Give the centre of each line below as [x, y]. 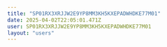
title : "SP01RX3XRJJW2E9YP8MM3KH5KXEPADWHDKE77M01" [84, 13]
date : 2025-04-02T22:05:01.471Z [54, 20]
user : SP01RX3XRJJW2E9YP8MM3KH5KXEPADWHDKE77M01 [79, 26]
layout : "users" [31, 33]
